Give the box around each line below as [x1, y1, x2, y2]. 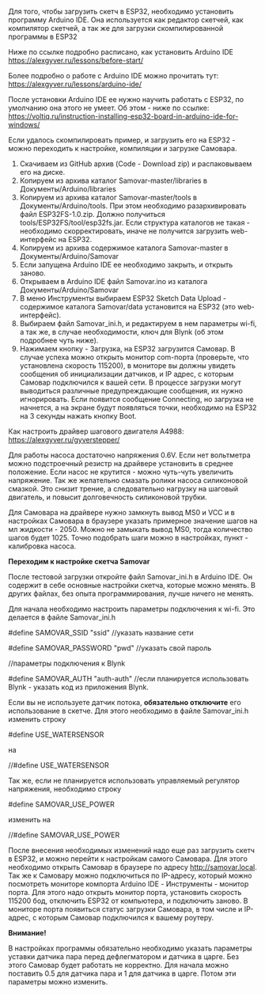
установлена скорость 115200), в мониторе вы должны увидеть [19, 361, 236, 370]
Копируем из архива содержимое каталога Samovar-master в [19, 243, 229, 252]
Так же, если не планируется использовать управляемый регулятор [8, 776, 240, 785]
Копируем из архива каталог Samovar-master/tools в [19, 193, 198, 202]
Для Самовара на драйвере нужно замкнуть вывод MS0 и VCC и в [8, 508, 235, 517]
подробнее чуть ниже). [19, 336, 99, 345]
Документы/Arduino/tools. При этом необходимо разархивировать [19, 201, 247, 211]
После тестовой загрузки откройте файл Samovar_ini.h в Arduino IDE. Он [8, 572, 253, 581]
